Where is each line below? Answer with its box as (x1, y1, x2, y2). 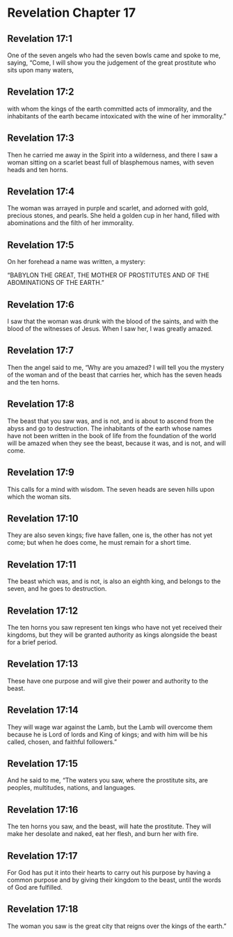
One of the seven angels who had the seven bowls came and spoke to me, (7, 51, 221, 59)
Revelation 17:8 (7, 398, 74, 410)
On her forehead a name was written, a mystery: (7, 258, 146, 266)
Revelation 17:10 (7, 512, 79, 524)
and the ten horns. (7, 378, 61, 386)
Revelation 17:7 (7, 345, 74, 357)
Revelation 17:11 (7, 559, 77, 571)
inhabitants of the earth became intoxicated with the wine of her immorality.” (7, 111, 227, 120)
